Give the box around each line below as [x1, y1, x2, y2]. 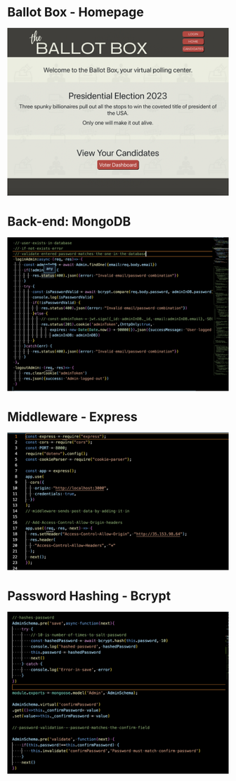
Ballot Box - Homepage [7, 4, 144, 20]
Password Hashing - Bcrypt [7, 588, 171, 604]
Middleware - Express [7, 409, 138, 425]
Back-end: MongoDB [7, 214, 131, 229]
